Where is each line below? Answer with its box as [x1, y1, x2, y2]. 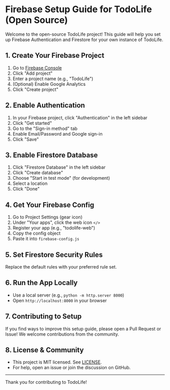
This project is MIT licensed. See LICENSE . [12, 359, 102, 365]
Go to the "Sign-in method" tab [12, 125, 77, 132]
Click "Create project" [12, 86, 59, 92]
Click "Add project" [12, 70, 53, 76]
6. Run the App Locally [5, 278, 78, 287]
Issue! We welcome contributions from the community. [5, 331, 119, 337]
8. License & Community [5, 346, 84, 354]
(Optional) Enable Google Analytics [12, 81, 86, 87]
